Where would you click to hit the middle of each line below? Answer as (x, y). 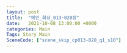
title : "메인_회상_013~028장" (43, 18)
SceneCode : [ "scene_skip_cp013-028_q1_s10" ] (64, 40)
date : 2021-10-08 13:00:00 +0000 (52, 23)
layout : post (23, 12)
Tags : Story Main (28, 35)
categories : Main (28, 29)
